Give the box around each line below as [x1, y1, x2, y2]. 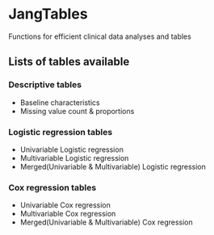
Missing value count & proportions [19, 106, 135, 115]
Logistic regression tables [8, 126, 113, 137]
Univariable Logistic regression [19, 145, 124, 154]
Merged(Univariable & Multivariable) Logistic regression [19, 162, 206, 171]
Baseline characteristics [19, 98, 100, 107]
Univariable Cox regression [19, 200, 111, 210]
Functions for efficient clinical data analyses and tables [8, 31, 191, 41]
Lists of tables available [8, 55, 130, 69]
